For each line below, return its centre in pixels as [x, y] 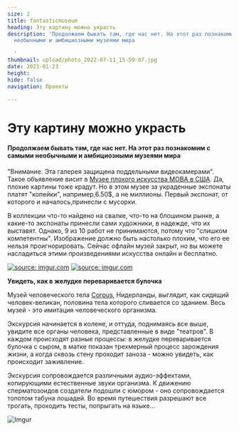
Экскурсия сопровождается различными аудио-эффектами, [100, 375]
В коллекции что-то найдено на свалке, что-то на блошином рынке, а [113, 215]
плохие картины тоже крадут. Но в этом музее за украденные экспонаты [119, 187]
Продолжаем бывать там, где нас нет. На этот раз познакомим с [109, 148]
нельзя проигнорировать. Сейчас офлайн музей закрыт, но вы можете [115, 246]
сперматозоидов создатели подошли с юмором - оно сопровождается [116, 390]
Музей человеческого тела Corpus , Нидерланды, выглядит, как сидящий [118, 295]
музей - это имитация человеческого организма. [83, 310]
